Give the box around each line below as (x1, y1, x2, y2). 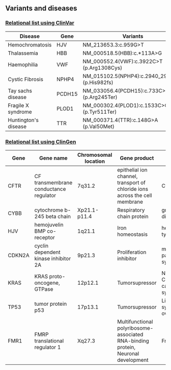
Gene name (39, 154, 68, 161)
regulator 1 (34, 343, 61, 351)
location (84, 158, 105, 165)
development (117, 356, 149, 363)
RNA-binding (117, 337, 149, 344)
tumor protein (34, 300, 67, 307)
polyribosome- (117, 324, 154, 331)
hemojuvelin (34, 221, 64, 228)
